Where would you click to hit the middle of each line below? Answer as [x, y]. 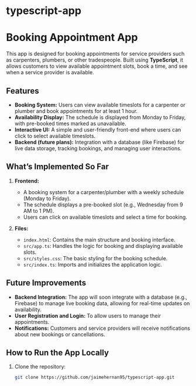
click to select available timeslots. [55, 136]
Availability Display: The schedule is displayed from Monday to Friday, [100, 117]
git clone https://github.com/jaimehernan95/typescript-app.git [94, 378]
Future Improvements [46, 283]
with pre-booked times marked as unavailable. [71, 123]
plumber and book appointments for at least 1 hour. [76, 111]
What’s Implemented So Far [58, 167]
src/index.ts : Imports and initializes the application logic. [93, 264]
